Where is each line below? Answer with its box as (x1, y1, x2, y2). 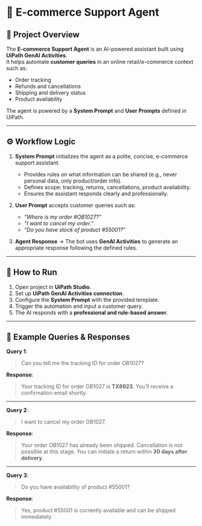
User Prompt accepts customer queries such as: (14, 201, 136, 208)
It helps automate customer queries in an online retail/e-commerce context (6, 58, 194, 65)
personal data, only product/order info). (23, 177, 122, 184)
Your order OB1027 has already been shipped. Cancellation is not (20, 442, 183, 449)
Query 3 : (6, 472, 29, 479)
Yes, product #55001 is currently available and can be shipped (20, 507, 176, 514)
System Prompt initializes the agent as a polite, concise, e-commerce (14, 152, 188, 160)
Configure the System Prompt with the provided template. (14, 296, 159, 303)
